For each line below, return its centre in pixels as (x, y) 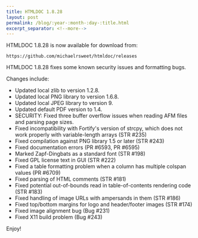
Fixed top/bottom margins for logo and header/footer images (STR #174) (103, 205)
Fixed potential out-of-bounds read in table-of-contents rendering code (103, 186)
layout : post (22, 17)
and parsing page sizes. (44, 122)
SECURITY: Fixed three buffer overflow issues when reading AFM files (101, 116)
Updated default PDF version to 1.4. (58, 109)
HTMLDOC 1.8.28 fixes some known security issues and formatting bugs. (96, 67)
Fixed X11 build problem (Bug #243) (58, 217)
